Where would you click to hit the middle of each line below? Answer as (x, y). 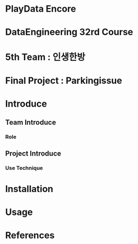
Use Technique (24, 168)
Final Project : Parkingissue (64, 81)
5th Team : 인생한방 (45, 57)
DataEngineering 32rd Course (69, 32)
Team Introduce (31, 123)
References (30, 236)
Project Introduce (33, 153)
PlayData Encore (41, 9)
